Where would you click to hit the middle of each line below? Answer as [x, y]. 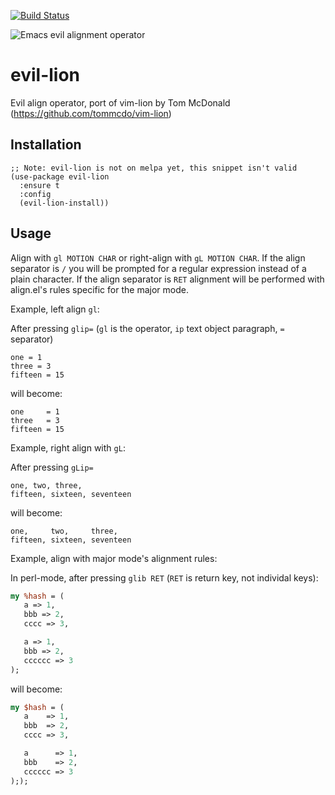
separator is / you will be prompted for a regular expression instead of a [158, 268]
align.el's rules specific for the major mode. [99, 289]
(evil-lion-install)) [64, 203]
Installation [46, 145]
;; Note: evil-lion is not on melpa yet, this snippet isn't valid [154, 168]
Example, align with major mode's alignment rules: [114, 558]
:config [35, 194]
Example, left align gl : [55, 309]
